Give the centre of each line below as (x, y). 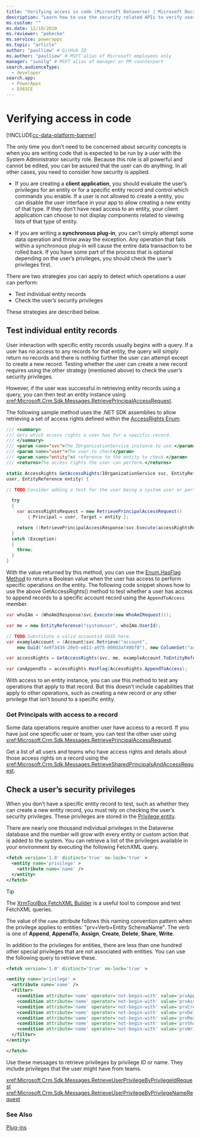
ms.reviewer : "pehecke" (36, 34)
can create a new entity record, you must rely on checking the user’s (90, 810)
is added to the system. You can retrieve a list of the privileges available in (97, 841)
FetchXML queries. (29, 909)
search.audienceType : (33, 67)
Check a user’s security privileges (71, 789)
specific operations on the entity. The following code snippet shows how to (98, 585)
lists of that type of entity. (46, 221)
